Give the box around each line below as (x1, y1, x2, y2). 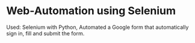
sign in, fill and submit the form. (6, 29, 85, 37)
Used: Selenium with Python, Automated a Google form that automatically (6, 24, 189, 31)
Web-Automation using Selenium (6, 4, 176, 18)
